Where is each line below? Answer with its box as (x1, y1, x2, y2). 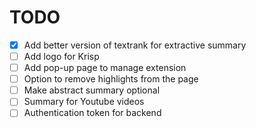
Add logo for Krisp (23, 51, 100, 62)
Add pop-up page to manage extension (23, 62, 187, 74)
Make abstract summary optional (23, 84, 161, 96)
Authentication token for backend (23, 107, 162, 119)
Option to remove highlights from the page (23, 73, 199, 85)
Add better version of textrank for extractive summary (23, 39, 247, 51)
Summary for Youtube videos (23, 96, 145, 108)
